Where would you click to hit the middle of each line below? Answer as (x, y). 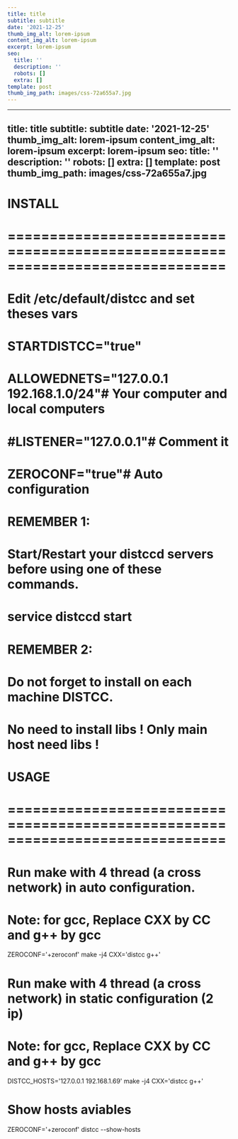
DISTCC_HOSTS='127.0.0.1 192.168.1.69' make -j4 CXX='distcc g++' (106, 1081)
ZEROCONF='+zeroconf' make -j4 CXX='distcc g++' (84, 955)
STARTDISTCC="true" (74, 346)
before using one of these (85, 569)
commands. (43, 584)
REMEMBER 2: (50, 649)
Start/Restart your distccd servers (110, 554)
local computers (56, 409)
